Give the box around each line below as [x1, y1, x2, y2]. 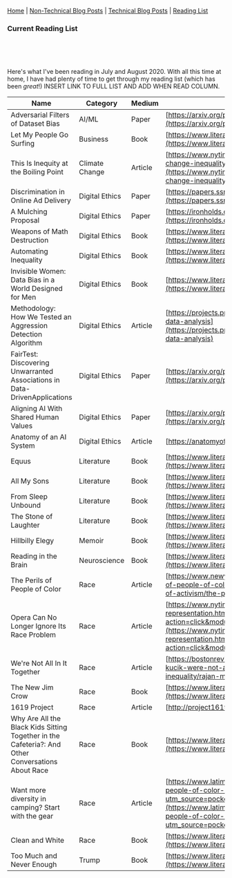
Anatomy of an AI [10, 432, 67, 442]
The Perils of [10, 575, 52, 585]
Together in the [10, 731, 60, 741]
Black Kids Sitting [10, 723, 68, 732]
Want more [10, 785, 46, 795]
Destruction [10, 236, 49, 245]
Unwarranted [10, 367, 54, 376]
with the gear [10, 812, 54, 821]
